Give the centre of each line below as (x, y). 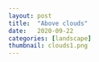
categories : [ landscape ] (50, 38)
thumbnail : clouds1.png (48, 46)
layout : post (30, 16)
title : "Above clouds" (48, 23)
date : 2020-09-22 (41, 31)
